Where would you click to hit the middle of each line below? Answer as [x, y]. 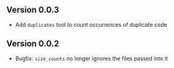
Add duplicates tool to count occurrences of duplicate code [91, 24]
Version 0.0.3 [33, 10]
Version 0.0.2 [33, 44]
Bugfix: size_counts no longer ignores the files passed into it [92, 58]
